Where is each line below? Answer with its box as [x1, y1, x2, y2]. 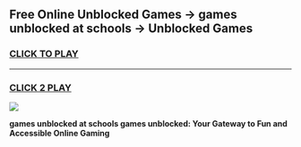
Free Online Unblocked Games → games [9, 7, 237, 22]
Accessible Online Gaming [9, 127, 110, 138]
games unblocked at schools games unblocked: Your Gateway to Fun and [9, 118, 288, 128]
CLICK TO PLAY [9, 48, 79, 61]
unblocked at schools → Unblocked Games [9, 21, 254, 37]
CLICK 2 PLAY [9, 81, 72, 94]
